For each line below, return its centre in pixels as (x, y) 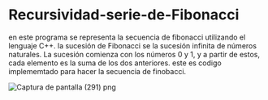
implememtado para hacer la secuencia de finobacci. (97, 71)
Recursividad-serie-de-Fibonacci (124, 15)
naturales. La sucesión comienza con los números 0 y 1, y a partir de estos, (134, 54)
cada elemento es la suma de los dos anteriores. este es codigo (115, 63)
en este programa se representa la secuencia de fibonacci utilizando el (127, 37)
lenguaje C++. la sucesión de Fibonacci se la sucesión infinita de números (133, 45)
